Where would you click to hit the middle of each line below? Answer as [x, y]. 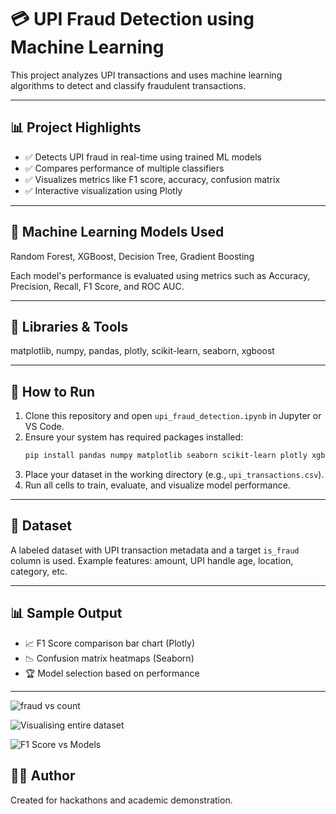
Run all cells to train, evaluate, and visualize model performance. [157, 485]
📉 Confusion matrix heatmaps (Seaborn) [109, 658]
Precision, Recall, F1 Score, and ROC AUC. [97, 286]
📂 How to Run [53, 391]
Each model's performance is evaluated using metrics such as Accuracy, [160, 275]
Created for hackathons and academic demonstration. [121, 800]
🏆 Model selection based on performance [112, 673]
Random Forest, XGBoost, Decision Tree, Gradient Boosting [132, 256]
